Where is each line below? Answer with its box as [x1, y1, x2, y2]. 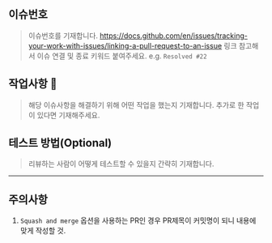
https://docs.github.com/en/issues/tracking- [100, 31, 249, 40]
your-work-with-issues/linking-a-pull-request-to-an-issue [28, 40, 223, 50]
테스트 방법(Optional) [8, 136, 113, 150]
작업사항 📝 [8, 77, 58, 91]
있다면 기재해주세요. [36, 110, 100, 120]
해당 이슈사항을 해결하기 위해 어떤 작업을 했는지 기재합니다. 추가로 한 [28, 100, 244, 109]
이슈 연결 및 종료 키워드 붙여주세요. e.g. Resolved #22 [36, 51, 208, 61]
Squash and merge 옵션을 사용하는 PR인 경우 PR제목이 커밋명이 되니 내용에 [19, 215, 257, 225]
